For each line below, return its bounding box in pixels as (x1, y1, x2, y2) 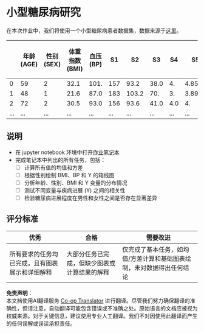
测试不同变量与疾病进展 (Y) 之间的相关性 (24, 186, 126, 194)
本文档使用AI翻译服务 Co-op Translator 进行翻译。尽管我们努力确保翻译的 (6, 296, 190, 304)
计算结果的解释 (66, 268, 110, 276)
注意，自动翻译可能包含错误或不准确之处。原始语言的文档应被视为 (32, 304, 198, 312)
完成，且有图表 (15, 259, 59, 267)
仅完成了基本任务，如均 (122, 245, 189, 253)
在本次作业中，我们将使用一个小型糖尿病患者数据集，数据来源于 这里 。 (6, 27, 182, 34)
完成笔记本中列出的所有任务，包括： (15, 156, 106, 163)
